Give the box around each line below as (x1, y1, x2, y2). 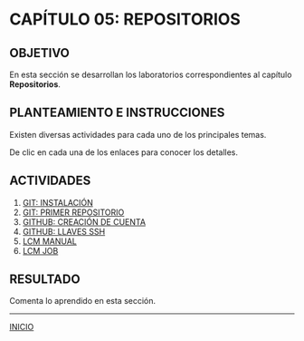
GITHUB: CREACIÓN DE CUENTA (22, 216, 147, 227)
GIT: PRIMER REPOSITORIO (22, 207, 125, 218)
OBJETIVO (9, 45, 71, 61)
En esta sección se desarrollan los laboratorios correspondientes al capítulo (9, 69, 292, 80)
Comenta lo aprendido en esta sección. (9, 296, 157, 307)
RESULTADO (9, 272, 81, 287)
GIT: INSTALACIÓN (22, 197, 93, 208)
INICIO (9, 322, 34, 333)
